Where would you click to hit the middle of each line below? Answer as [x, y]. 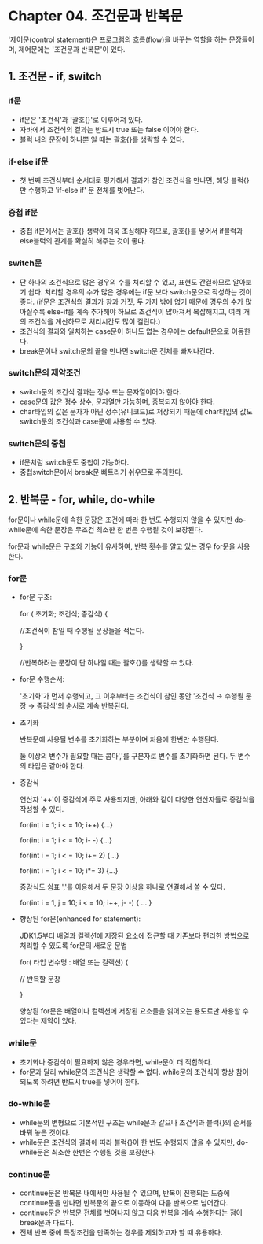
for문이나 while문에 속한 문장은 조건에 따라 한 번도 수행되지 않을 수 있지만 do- [127, 520]
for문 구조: [36, 597]
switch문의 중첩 [37, 443]
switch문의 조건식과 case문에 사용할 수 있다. [88, 421]
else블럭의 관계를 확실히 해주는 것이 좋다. [83, 241]
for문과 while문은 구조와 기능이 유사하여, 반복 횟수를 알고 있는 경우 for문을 [122, 546]
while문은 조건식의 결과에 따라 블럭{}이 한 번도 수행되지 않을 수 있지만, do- [134, 1142]
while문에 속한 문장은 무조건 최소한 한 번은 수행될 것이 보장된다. [106, 529]
